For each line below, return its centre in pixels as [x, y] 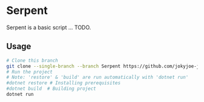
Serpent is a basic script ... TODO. [49, 27]
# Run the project [29, 72]
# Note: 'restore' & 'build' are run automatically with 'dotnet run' [97, 77]
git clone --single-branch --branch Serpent [63, 66]
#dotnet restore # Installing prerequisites [63, 83]
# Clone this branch [32, 60]
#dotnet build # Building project [51, 89]
